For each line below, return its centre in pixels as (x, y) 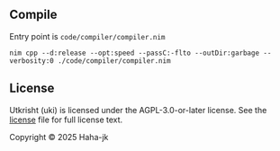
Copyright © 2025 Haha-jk (59, 137)
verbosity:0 (32, 61)
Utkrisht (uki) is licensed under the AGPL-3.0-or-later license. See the (138, 110)
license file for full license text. (66, 120)
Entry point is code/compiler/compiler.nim (87, 36)
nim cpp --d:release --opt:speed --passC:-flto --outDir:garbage (134, 53)
